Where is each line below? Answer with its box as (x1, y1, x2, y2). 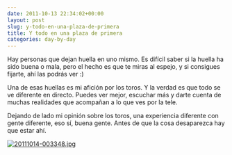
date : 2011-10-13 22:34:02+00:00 (7, 10, 104, 17)
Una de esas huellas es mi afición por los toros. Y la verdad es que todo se (7, 83, 221, 92)
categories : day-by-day (7, 36, 76, 43)
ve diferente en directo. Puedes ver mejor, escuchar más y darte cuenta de (7, 91, 222, 99)
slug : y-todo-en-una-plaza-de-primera (7, 23, 119, 30)
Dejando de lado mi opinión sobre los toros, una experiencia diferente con (7, 112, 219, 120)
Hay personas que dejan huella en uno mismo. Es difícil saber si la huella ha (7, 55, 224, 63)
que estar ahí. (7, 127, 47, 135)
